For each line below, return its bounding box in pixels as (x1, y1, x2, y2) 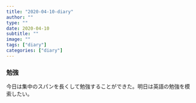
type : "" (6, 20, 28, 26)
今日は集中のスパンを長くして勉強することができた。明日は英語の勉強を (6, 83, 185, 90)
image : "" (6, 36, 31, 42)
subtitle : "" (6, 31, 39, 37)
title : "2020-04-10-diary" (6, 8, 74, 15)
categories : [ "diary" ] (6, 48, 63, 54)
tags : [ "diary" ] (6, 42, 47, 48)
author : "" (6, 14, 34, 20)
